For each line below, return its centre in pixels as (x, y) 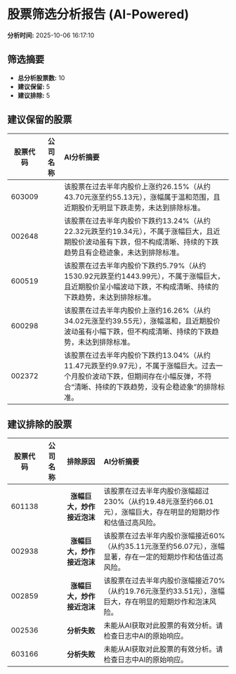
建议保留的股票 (40, 120)
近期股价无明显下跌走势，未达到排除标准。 (135, 207)
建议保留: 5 (34, 86)
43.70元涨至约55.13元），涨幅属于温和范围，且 (142, 197)
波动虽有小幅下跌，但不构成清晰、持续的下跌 (138, 331)
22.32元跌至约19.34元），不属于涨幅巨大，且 (139, 231)
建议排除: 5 (34, 95)
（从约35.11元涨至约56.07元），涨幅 (164, 547)
